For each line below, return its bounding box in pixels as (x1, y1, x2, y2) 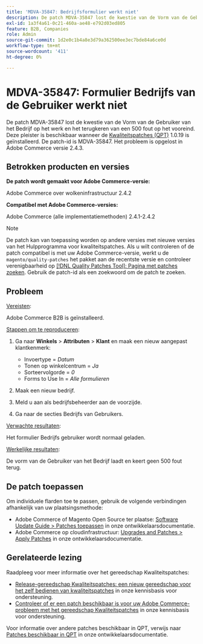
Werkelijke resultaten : (6, 446, 60, 453)
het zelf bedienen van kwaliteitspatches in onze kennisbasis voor (14, 586, 177, 594)
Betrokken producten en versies (6, 161, 130, 172)
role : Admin (6, 32, 36, 38)
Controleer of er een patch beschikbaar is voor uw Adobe (14, 600, 159, 607)
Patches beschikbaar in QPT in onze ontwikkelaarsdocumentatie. (6, 631, 169, 638)
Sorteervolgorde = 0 (24, 369, 75, 376)
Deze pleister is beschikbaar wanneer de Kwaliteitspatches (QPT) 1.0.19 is (6, 131, 190, 138)
